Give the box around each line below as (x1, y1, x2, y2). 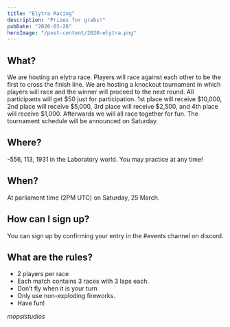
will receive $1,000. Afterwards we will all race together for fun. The (7, 109, 199, 118)
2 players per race (16, 270, 69, 278)
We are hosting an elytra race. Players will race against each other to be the (7, 73, 222, 81)
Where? (7, 137, 42, 149)
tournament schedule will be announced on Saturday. (7, 117, 159, 125)
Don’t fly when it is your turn (16, 284, 97, 293)
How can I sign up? (7, 213, 90, 225)
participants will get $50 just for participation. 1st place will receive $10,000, (7, 95, 222, 103)
